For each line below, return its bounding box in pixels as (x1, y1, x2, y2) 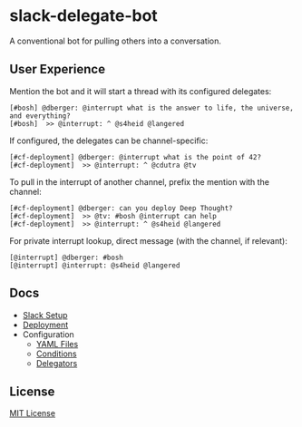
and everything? (9, 111, 71, 121)
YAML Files (35, 338, 79, 349)
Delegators (35, 357, 78, 368)
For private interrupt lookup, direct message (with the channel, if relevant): (9, 235, 287, 246)
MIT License (9, 408, 56, 419)
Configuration (22, 328, 74, 340)
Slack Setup (22, 309, 68, 320)
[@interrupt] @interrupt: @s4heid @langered (9, 260, 180, 270)
